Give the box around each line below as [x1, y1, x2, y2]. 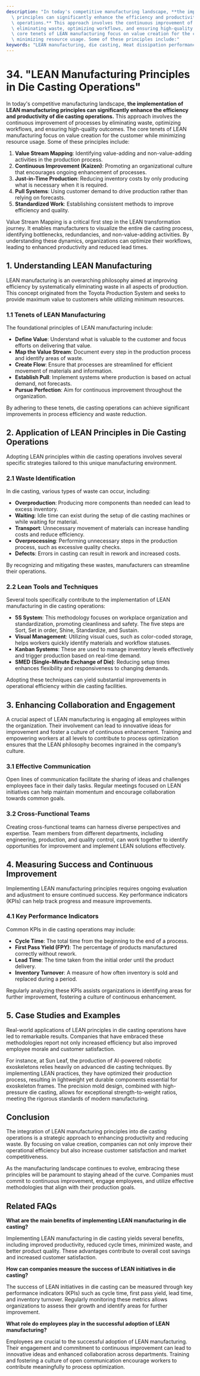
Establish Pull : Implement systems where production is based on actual [14, 373, 191, 380]
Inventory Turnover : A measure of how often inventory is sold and [14, 969, 179, 976]
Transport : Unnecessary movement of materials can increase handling [14, 525, 189, 532]
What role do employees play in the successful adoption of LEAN [6, 1320, 170, 1327]
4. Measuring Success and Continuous [6, 860, 154, 870]
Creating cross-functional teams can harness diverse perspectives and [6, 823, 180, 830]
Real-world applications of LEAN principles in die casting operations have [6, 1026, 186, 1033]
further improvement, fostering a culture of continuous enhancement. [6, 993, 177, 1000]
